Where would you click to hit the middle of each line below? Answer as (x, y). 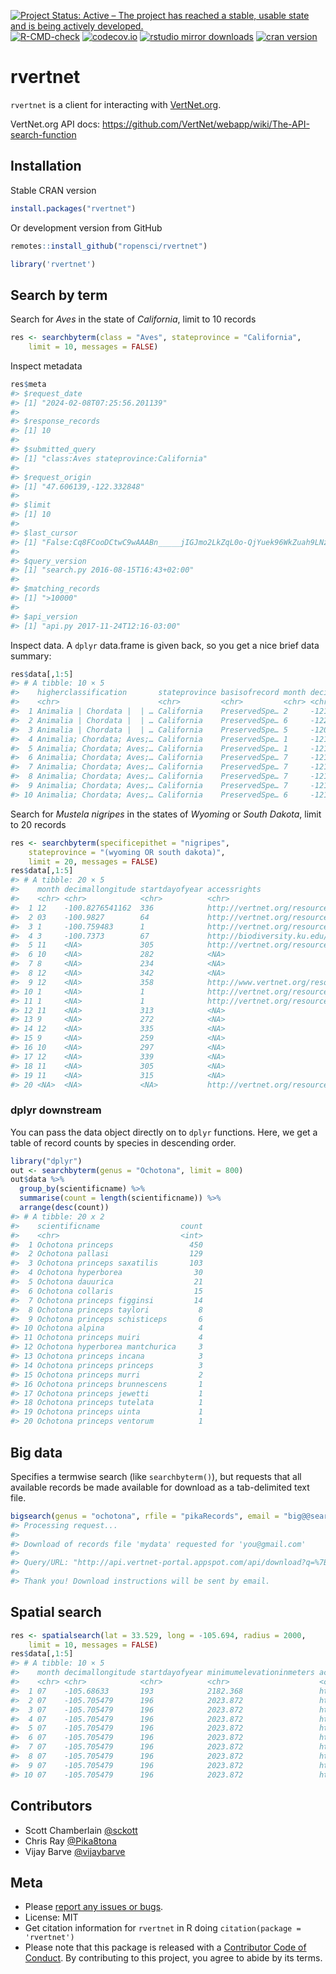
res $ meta (28, 384)
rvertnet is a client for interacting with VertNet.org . (116, 104)
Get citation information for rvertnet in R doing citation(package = (163, 1928)
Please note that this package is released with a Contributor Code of (165, 1947)
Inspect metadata (46, 366)
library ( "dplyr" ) (46, 1161)
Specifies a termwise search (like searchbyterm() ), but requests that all (156, 1476)
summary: (31, 656)
